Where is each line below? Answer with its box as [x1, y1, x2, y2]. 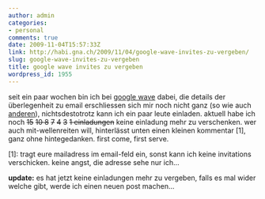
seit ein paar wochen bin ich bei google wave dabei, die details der [8, 92, 226, 101]
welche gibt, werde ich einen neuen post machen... [8, 181, 175, 190]
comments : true [8, 33, 59, 42]
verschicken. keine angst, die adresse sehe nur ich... [8, 157, 180, 167]
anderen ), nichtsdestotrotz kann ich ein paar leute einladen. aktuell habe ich [8, 108, 256, 118]
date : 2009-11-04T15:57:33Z [8, 41, 101, 49]
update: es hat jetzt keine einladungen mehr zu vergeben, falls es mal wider [8, 173, 256, 182]
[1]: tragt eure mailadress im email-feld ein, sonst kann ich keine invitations [8, 149, 252, 159]
